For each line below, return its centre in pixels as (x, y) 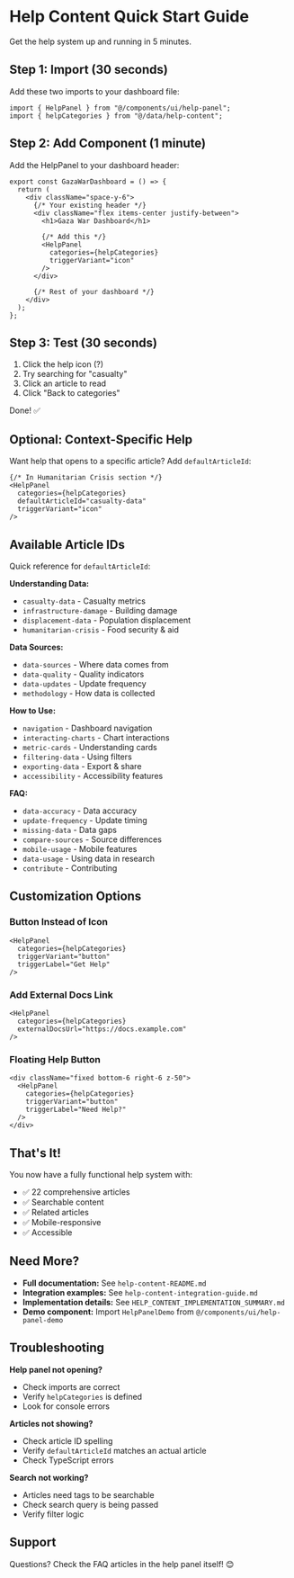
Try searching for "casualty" (75, 374)
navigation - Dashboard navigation (87, 728)
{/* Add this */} (74, 237)
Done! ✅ (25, 410)
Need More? (44, 1261)
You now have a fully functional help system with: (101, 1175)
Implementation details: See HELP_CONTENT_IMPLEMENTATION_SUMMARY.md (153, 1302)
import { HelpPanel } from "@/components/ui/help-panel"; (120, 108)
